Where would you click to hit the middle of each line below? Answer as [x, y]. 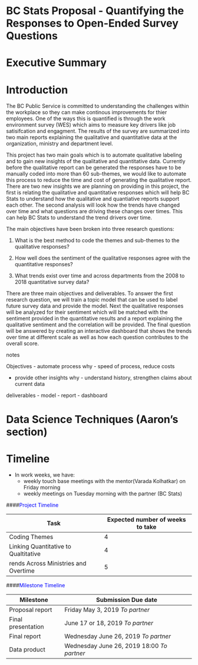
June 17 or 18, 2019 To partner [109, 623]
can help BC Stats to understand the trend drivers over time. [79, 218]
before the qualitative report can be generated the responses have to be [94, 168]
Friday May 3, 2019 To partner [107, 610]
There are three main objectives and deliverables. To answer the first [90, 293]
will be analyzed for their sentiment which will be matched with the [87, 312]
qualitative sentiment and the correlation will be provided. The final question [98, 325]
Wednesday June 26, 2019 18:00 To [116, 646]
